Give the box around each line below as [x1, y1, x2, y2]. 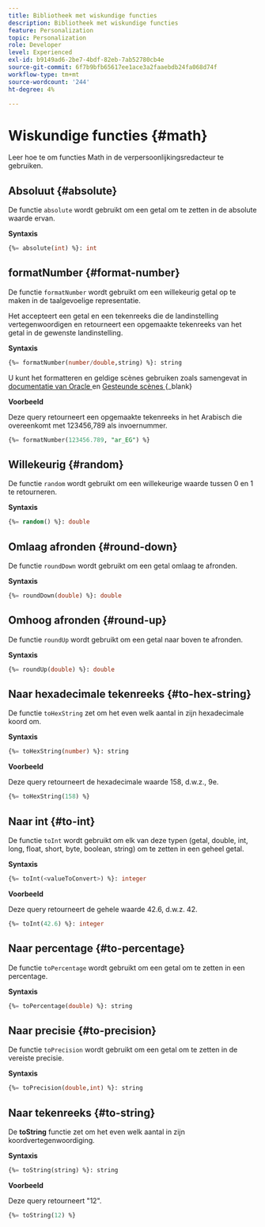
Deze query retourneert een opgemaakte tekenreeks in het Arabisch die [8, 412, 243, 421]
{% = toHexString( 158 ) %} [8, 792, 90, 801]
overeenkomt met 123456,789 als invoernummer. [8, 420, 168, 430]
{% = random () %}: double [8, 518, 90, 526]
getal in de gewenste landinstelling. [8, 328, 123, 337]
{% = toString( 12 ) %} [8, 1211, 77, 1219]
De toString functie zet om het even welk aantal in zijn [8, 1127, 186, 1137]
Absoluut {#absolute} [8, 184, 117, 197]
